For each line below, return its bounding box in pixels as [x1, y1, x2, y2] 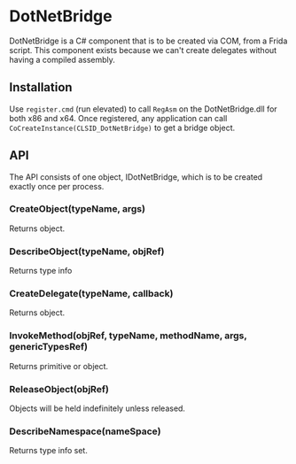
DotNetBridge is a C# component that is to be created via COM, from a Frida [9, 35, 288, 46]
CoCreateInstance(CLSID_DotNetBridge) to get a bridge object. [9, 122, 236, 133]
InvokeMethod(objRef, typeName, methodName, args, [9, 329, 247, 342]
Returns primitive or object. [9, 360, 109, 371]
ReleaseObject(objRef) [9, 383, 109, 395]
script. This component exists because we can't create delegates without [9, 44, 277, 55]
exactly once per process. [9, 181, 105, 191]
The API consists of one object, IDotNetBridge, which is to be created [9, 171, 263, 182]
